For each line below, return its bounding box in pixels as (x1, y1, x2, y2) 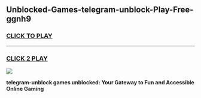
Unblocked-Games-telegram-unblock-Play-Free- (6, 5, 194, 15)
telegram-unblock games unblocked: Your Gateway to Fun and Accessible (6, 78, 194, 86)
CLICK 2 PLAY (6, 54, 48, 62)
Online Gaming (6, 85, 44, 92)
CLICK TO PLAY (6, 32, 53, 40)
